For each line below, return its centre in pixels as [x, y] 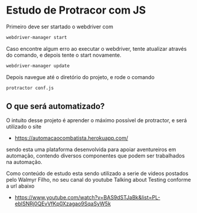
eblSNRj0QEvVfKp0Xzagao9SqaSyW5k [63, 204]
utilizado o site [24, 127]
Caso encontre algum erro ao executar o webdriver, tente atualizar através [96, 48]
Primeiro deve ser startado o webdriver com [60, 27]
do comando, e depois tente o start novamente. [64, 55]
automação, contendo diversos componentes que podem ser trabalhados [96, 156]
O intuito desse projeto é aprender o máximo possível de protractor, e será [96, 120]
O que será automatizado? [55, 106]
